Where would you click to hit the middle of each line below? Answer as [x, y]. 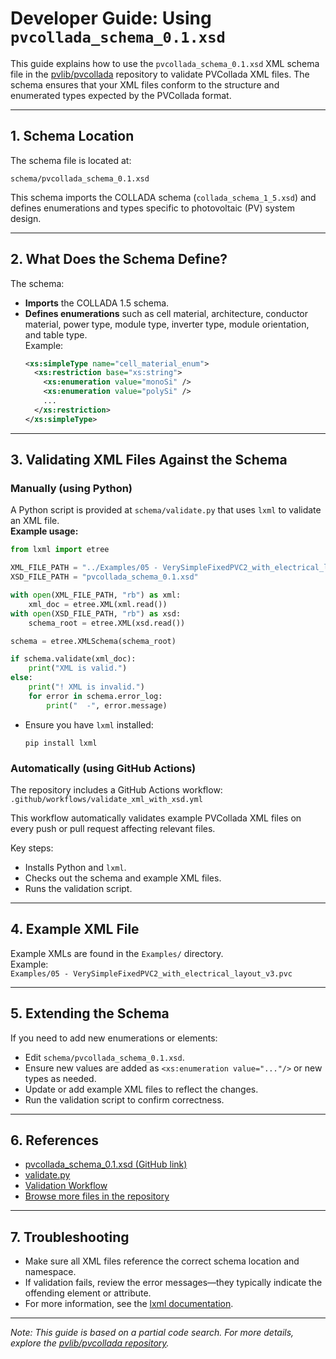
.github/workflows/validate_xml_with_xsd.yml [106, 799]
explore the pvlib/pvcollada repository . [90, 1343]
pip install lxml [61, 743]
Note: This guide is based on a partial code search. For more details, [152, 1333]
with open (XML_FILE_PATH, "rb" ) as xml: [96, 595]
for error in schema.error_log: [95, 696]
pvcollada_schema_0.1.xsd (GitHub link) [106, 1164]
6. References [55, 1140]
